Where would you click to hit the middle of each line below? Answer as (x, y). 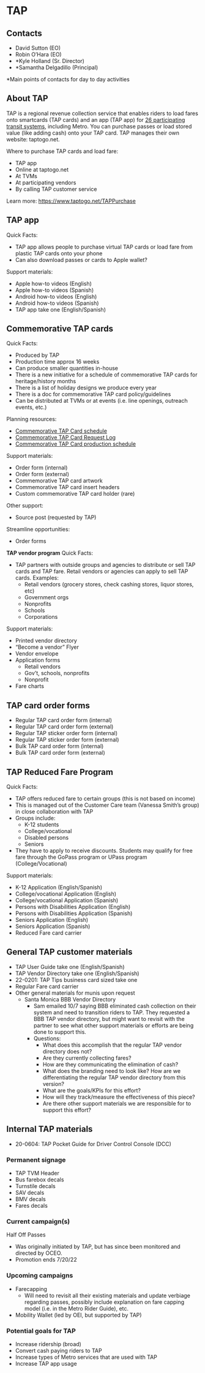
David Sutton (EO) (38, 48)
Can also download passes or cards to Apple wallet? (81, 260)
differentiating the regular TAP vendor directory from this (114, 1077)
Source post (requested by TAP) (56, 517)
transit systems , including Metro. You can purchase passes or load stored (99, 126)
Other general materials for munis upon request (75, 993)
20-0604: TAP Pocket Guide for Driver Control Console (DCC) (93, 1144)
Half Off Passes (26, 1235)
